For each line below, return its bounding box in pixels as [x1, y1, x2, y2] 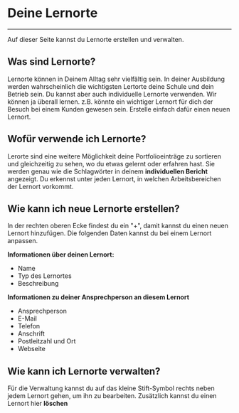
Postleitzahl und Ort [17, 337, 76, 345]
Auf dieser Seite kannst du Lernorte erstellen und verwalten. [7, 35, 184, 43]
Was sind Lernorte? [7, 55, 96, 68]
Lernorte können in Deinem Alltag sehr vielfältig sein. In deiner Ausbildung [7, 75, 225, 83]
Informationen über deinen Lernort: [7, 250, 115, 259]
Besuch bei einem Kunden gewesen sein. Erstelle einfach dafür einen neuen [7, 104, 230, 113]
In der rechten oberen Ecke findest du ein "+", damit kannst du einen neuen [7, 222, 229, 230]
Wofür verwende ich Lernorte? [7, 133, 147, 145]
